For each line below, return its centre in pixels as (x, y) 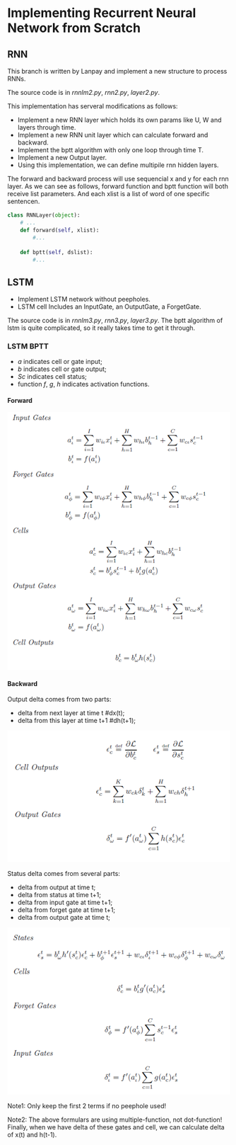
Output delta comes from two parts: (59, 700)
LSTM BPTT (28, 346)
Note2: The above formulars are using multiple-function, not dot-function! (115, 1120)
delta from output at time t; (57, 887)
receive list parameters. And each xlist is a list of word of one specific (108, 194)
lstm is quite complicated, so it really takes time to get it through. (101, 328)
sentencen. (24, 201)
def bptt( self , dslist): (57, 253)
